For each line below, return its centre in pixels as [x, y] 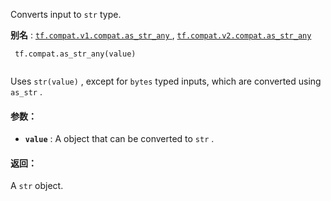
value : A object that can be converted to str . [119, 139]
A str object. [37, 186]
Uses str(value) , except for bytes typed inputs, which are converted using [166, 81]
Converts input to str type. [66, 14]
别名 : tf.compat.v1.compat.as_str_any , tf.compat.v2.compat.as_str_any [161, 35]
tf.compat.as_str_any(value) [75, 54]
